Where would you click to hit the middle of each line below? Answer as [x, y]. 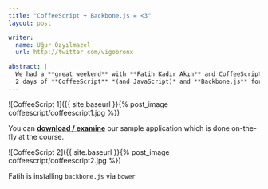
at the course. [41, 136]
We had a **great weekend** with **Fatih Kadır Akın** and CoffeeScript [139, 74]
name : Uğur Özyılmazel [53, 45]
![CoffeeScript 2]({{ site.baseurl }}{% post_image [89, 152]
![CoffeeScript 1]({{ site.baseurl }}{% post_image [89, 104]
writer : [21, 37]
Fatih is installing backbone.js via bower [72, 175]
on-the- [244, 128]
